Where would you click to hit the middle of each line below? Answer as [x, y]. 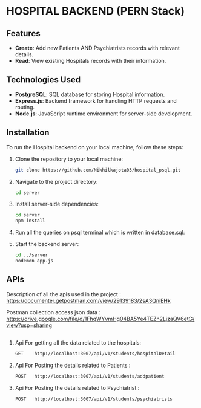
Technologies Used [43, 80]
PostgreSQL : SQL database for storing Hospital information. [90, 94]
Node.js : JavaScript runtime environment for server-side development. [104, 114]
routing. [25, 107]
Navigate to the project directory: [56, 181]
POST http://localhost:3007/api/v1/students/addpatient [90, 376]
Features [23, 34]
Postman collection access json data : [54, 312]
